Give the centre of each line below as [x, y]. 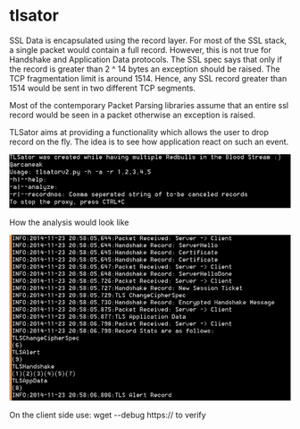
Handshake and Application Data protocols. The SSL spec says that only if [146, 59]
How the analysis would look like [69, 223]
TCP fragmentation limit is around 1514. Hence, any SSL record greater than [148, 78]
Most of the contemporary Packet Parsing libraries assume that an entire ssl [149, 105]
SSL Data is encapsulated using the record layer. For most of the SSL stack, [148, 40]
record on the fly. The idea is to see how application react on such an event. [149, 142]
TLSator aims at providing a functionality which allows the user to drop [139, 132]
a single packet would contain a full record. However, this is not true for [141, 49]
